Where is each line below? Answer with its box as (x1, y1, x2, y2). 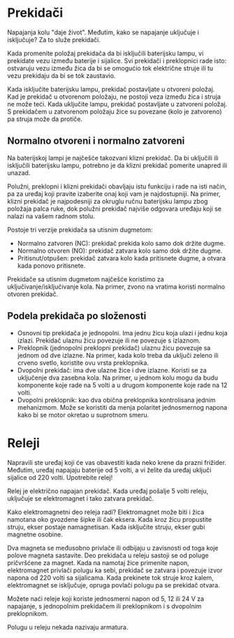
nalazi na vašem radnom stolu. (7, 211, 96, 220)
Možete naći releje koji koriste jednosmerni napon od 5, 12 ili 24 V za (7, 594, 205, 603)
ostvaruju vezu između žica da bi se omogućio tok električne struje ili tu (7, 64, 214, 72)
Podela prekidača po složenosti (7, 310, 147, 322)
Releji (7, 435, 41, 451)
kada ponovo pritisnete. (17, 261, 86, 270)
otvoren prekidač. (7, 289, 58, 298)
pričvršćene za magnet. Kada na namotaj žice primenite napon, (7, 558, 190, 567)
